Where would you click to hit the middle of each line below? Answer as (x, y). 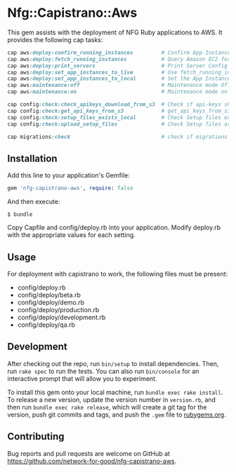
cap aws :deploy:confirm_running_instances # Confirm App (105, 53)
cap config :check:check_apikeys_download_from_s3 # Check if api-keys (114, 104)
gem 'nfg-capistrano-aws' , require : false (70, 188)
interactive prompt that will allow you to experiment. (82, 378)
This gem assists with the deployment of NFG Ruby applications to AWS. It (115, 32)
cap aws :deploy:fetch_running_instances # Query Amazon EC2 (113, 59)
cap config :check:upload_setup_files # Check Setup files (114, 124)
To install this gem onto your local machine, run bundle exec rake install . (115, 392)
